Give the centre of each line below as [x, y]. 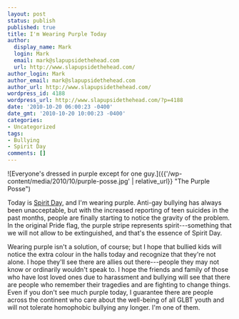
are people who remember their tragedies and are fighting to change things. [119, 285]
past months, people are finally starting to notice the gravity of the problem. [119, 218]
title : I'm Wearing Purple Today [57, 34]
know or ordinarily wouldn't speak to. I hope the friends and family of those [118, 269]
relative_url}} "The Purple [173, 181]
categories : [25, 120]
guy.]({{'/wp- [163, 173]
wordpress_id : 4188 [36, 93]
